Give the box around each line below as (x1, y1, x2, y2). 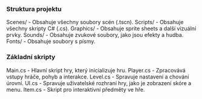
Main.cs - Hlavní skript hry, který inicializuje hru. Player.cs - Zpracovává (6, 66, 186, 74)
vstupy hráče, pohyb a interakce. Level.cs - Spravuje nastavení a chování (6, 73, 189, 80)
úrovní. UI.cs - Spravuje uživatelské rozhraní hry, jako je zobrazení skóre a (6, 79, 192, 86)
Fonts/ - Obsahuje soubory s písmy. (6, 38, 96, 45)
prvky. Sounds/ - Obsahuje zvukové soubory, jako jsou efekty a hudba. (6, 31, 184, 39)
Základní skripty (6, 53, 56, 62)
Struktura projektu (6, 5, 62, 13)
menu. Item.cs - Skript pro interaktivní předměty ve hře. (6, 86, 146, 93)
